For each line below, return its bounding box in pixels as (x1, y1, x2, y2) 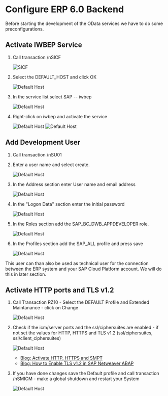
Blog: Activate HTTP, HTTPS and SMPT (20, 355, 103, 361)
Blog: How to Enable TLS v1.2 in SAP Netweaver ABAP (20, 360, 134, 366)
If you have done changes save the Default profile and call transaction (12, 371, 159, 377)
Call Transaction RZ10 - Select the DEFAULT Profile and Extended (12, 299, 150, 305)
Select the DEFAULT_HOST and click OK (12, 74, 97, 80)
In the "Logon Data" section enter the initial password (12, 201, 125, 207)
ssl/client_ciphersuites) (12, 335, 61, 341)
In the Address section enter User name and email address (12, 181, 136, 187)
